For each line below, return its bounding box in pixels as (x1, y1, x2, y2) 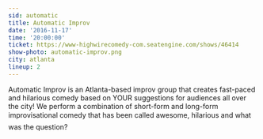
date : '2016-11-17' (8, 26, 73, 34)
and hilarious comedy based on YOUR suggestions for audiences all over (8, 92, 247, 103)
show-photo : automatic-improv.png (8, 48, 123, 56)
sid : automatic (8, 11, 59, 20)
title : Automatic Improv (8, 19, 90, 27)
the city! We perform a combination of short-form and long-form (8, 101, 219, 111)
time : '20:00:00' (8, 33, 66, 42)
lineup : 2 (8, 63, 41, 71)
